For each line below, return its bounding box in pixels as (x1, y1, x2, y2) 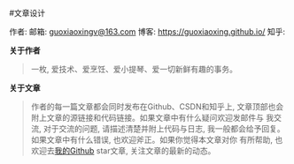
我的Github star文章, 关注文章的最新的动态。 (54, 145, 216, 156)
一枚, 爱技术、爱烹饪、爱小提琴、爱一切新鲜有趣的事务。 (30, 64, 237, 74)
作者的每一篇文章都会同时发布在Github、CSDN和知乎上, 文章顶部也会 (30, 101, 284, 112)
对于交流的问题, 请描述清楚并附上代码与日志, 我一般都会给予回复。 (43, 123, 285, 134)
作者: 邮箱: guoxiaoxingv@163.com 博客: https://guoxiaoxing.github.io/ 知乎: (9, 26, 286, 37)
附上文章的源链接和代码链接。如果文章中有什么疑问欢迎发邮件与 (30, 113, 264, 123)
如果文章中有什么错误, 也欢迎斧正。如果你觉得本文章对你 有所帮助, (30, 135, 273, 145)
